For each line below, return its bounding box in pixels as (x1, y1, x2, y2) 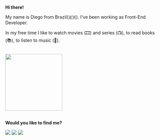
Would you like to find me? (5, 119, 62, 125)
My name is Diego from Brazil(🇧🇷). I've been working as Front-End (5, 14, 146, 20)
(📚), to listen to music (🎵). (5, 37, 60, 43)
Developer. (5, 20, 28, 26)
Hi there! (5, 5, 24, 10)
